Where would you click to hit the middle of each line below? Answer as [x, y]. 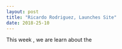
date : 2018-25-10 [28, 23]
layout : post [23, 12]
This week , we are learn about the [49, 40]
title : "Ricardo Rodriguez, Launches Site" [62, 17]
